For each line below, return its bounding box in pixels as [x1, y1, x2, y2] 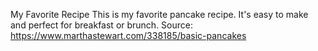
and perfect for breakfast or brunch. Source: [10, 19, 194, 31]
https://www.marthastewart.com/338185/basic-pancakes [10, 30, 247, 41]
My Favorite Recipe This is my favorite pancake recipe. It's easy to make [10, 9, 309, 20]
